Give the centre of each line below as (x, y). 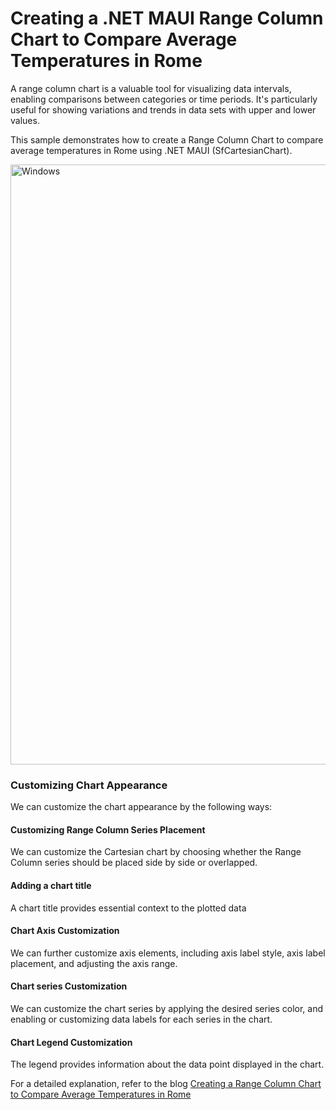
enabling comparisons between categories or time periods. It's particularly (164, 99)
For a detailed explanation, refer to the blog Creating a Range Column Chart (166, 1084)
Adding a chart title (51, 886)
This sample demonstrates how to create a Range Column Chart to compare (167, 139)
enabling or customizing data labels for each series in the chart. (141, 1019)
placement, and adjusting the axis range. (94, 963)
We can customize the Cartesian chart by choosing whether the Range (156, 852)
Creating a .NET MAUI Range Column (167, 18)
